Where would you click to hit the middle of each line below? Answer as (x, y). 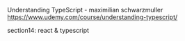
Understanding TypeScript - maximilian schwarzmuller (85, 10)
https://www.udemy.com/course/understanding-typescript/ (92, 17)
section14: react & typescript (48, 30)
